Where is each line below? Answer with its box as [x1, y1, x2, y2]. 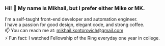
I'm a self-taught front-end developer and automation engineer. [5, 16, 138, 22]
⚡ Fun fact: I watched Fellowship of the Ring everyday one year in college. [5, 35, 160, 41]
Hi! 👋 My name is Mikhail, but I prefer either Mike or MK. [5, 5, 145, 12]
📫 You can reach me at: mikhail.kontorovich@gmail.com [5, 28, 124, 34]
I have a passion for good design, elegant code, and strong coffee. [5, 21, 145, 28]
